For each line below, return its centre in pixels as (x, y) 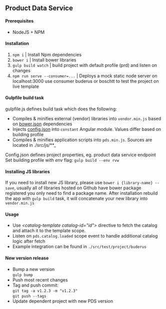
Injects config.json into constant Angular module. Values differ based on (87, 129)
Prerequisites (19, 21)
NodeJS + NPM (28, 32)
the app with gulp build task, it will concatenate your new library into (76, 199)
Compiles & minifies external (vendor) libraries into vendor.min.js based (87, 119)
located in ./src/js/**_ (34, 145)
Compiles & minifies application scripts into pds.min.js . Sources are (82, 140)
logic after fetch (29, 241)
